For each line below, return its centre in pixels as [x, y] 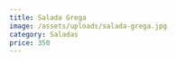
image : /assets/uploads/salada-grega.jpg [88, 26]
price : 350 [30, 43]
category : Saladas [44, 34]
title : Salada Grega [48, 17]
